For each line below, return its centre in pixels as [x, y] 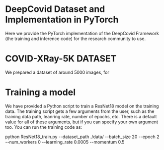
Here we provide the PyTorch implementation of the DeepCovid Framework [82, 33]
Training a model [41, 92]
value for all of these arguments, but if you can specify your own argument [82, 122]
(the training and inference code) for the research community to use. [75, 39]
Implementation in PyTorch [62, 20]
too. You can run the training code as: [44, 127]
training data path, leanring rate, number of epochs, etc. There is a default [81, 116]
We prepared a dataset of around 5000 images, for [57, 72]
